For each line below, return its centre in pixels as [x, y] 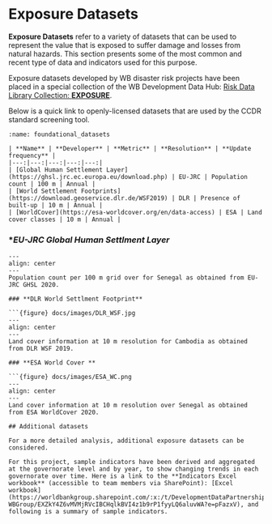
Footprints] [101, 191]
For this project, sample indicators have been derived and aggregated [132, 462]
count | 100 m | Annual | [52, 184]
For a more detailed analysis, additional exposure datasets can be [126, 441]
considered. [28, 448]
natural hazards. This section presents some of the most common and [125, 53]
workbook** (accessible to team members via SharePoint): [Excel [121, 484]
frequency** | [32, 155]
